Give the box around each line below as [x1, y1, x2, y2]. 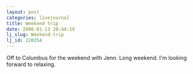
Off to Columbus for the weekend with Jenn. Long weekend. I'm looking [6, 54, 188, 61]
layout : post [6, 9, 40, 15]
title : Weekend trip [6, 20, 59, 26]
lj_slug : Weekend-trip [6, 32, 64, 38]
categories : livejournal [6, 15, 70, 21]
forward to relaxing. [6, 61, 56, 68]
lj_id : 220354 [6, 37, 43, 43]
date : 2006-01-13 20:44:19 [6, 26, 75, 32]
